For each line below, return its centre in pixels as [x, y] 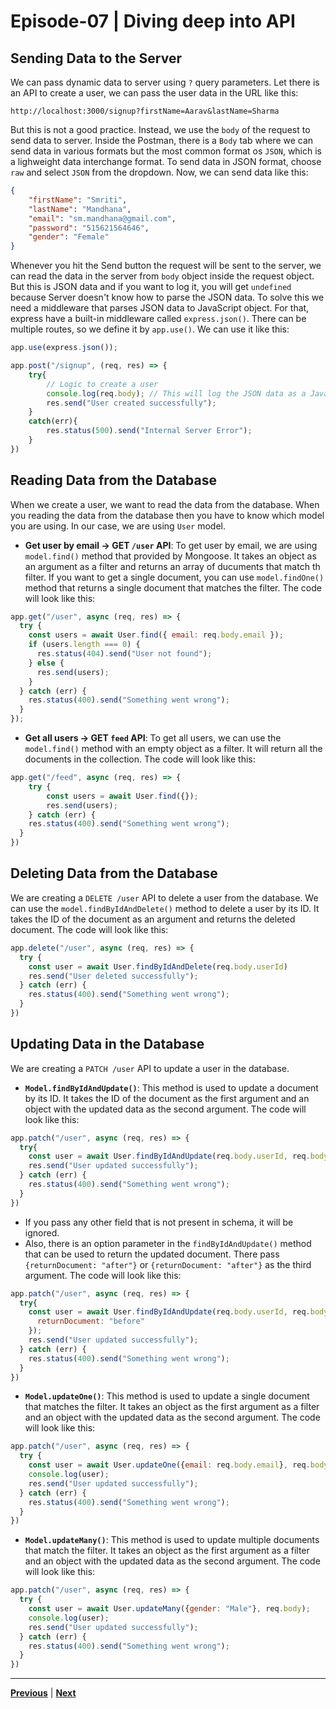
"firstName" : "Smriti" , [78, 200]
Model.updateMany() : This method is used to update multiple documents [172, 1540]
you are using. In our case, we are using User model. [118, 526]
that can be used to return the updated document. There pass [152, 1254]
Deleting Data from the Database [114, 873]
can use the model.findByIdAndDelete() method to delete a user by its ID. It [165, 908]
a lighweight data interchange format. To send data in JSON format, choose [166, 161]
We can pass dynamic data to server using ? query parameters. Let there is [165, 82]
